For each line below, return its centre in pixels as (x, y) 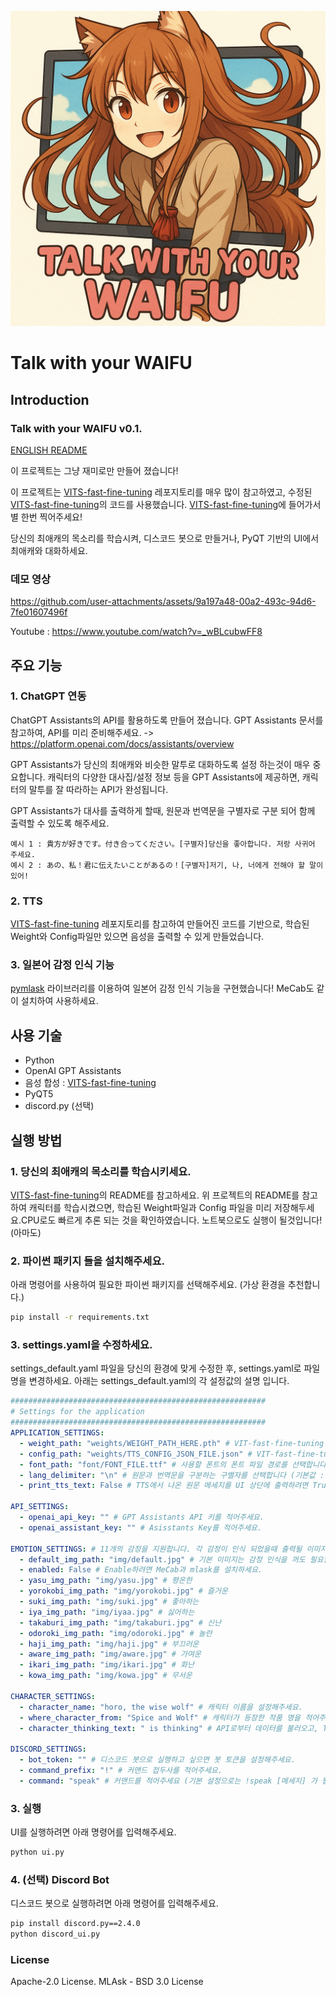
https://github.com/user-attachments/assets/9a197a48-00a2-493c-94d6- (163, 602)
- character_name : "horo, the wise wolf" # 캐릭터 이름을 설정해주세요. (161, 1707)
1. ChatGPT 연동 (48, 696)
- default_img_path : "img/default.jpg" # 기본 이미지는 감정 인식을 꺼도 (162, 1559)
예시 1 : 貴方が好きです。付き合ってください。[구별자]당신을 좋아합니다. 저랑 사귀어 (163, 844)
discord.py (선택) (59, 1106)
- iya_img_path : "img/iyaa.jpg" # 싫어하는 (107, 1612)
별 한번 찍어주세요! (46, 517)
